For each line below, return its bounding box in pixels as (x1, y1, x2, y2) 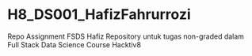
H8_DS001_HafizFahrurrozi (7, 6, 191, 24)
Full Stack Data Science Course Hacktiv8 (7, 39, 142, 49)
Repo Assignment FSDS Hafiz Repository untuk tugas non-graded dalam (7, 32, 245, 41)
